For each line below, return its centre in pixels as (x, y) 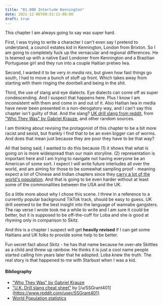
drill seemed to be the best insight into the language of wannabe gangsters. (81, 205)
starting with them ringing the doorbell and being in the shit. (66, 83)
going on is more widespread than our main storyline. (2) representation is (80, 153)
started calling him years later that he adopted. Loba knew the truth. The (78, 255)
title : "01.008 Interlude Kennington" (45, 10)
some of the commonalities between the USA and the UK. (63, 185)
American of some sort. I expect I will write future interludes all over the (77, 164)
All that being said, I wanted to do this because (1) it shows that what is (77, 148)
